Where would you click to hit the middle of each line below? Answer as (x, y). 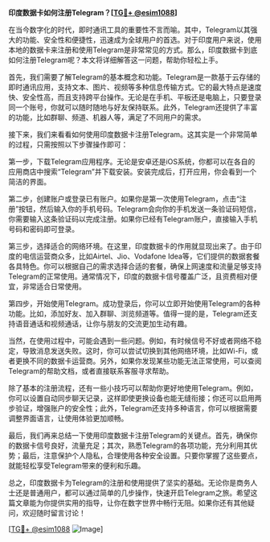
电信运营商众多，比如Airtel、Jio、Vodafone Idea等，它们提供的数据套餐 (141, 256)
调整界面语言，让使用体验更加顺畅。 (68, 418)
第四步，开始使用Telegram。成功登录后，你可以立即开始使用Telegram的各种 (135, 304)
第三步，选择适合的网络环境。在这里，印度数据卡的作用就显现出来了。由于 (131, 246)
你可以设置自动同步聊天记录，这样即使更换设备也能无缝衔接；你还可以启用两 (135, 398)
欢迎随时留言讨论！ (54, 513)
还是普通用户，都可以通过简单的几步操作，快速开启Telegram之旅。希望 (133, 493)
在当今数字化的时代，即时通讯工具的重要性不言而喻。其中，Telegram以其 (129, 30)
